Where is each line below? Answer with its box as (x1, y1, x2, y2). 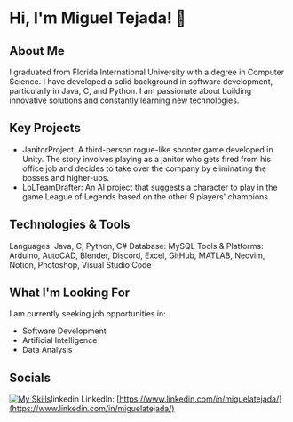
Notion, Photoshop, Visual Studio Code (9, 259, 153, 270)
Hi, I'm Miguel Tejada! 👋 (9, 8, 186, 28)
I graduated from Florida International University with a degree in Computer (9, 66, 285, 77)
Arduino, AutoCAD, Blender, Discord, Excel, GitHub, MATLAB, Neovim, (9, 250, 265, 261)
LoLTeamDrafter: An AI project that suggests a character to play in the (21, 182, 278, 192)
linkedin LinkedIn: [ (50, 394, 120, 404)
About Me (9, 43, 65, 59)
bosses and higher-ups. (21, 172, 109, 183)
